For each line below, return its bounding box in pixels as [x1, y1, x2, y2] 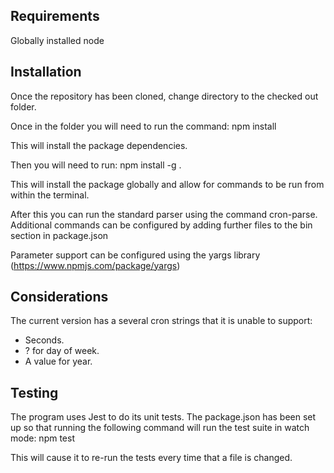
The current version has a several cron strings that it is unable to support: [10, 315, 313, 327]
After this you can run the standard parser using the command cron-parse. [10, 208, 318, 220]
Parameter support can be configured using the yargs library [10, 249, 261, 261]
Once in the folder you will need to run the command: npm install [10, 120, 277, 132]
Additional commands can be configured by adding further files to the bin [10, 219, 313, 231]
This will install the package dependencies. [10, 139, 188, 151]
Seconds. [24, 334, 65, 346]
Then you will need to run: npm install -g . [10, 159, 182, 171]
